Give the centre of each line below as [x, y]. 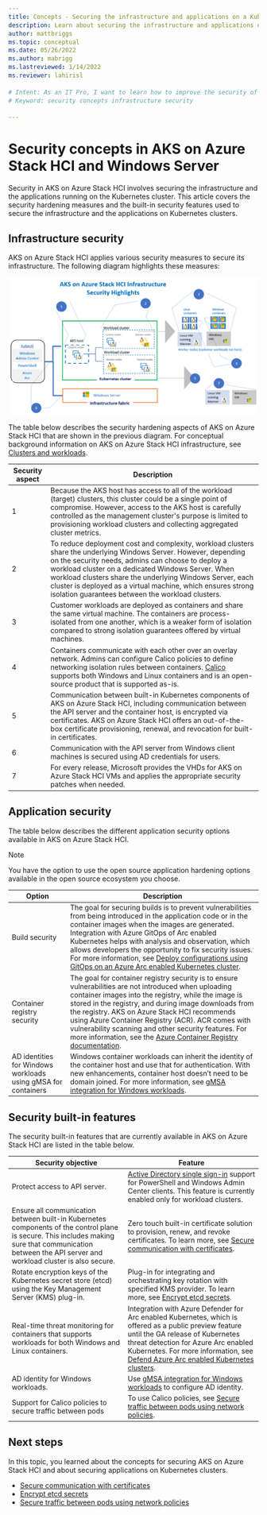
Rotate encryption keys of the [60, 1272]
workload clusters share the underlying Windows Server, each [152, 578]
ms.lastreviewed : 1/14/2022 [55, 68]
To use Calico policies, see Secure [184, 1398]
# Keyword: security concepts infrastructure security [101, 100]
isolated [64, 622]
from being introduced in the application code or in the [159, 916]
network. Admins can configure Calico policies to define [142, 659]
